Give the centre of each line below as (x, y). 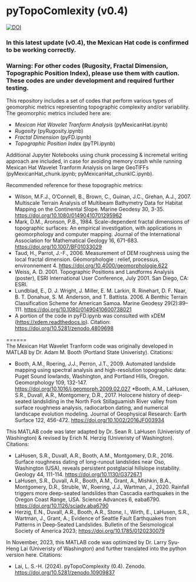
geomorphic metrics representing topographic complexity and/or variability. (98, 107)
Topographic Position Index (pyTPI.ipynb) (65, 143)
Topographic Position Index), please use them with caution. (93, 73)
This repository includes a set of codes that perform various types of (90, 101)
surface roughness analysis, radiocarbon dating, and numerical (92, 408)
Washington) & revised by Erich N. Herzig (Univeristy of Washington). (90, 438)
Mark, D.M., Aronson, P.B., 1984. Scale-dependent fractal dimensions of (102, 222)
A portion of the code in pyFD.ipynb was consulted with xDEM (90, 316)
